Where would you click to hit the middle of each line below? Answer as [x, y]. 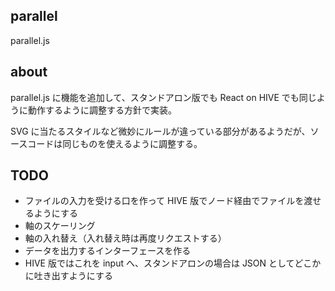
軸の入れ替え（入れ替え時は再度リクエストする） [125, 238]
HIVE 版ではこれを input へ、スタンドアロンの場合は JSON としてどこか [173, 263]
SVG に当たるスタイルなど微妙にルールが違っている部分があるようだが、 [160, 131]
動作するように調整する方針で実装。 [102, 110]
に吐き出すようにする [68, 276]
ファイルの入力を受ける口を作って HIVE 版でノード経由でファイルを [164, 201]
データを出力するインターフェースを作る [108, 251]
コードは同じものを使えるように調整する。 [115, 143]
